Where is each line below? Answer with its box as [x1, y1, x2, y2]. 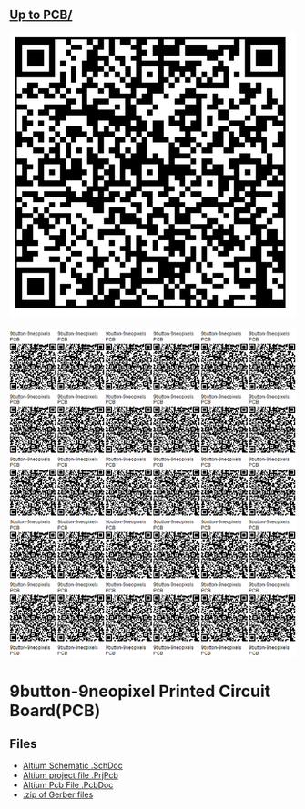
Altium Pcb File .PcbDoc [22, 780, 114, 791]
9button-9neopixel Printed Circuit [9, 681, 271, 702]
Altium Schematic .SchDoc [22, 760, 123, 772]
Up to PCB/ [9, 7, 73, 23]
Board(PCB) [9, 700, 101, 721]
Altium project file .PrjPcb [22, 770, 118, 781]
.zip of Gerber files [22, 789, 94, 800]
